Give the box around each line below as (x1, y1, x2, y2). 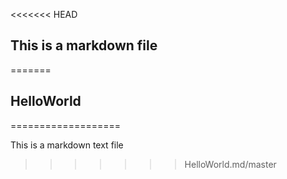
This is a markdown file (10, 37, 158, 54)
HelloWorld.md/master (184, 158, 277, 170)
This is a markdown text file (10, 139, 124, 151)
